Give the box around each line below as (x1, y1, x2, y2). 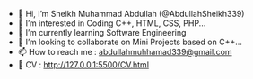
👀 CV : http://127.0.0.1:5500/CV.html (17, 59, 150, 70)
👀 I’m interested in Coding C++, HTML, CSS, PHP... (17, 18, 206, 28)
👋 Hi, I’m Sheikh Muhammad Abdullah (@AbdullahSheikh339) (17, 9, 245, 19)
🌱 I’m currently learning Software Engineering (17, 28, 187, 37)
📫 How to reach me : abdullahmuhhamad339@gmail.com (17, 47, 232, 57)
